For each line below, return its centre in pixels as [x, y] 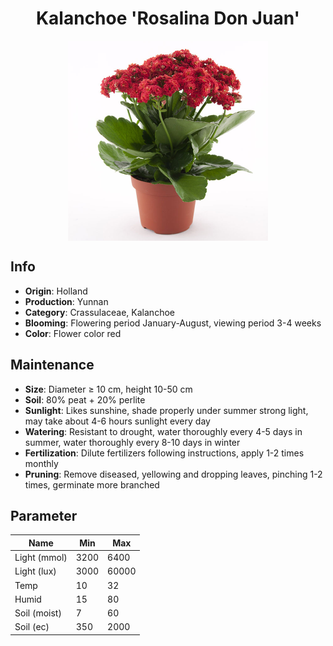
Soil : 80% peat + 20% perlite [85, 399]
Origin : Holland [56, 291]
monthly [41, 463]
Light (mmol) [41, 558]
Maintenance [52, 365]
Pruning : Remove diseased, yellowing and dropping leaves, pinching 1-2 [173, 474]
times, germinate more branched [92, 484]
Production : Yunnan [66, 301]
